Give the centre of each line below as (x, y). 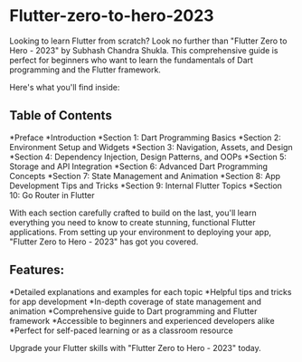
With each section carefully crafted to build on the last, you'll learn (133, 213)
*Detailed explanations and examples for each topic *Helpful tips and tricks (151, 291)
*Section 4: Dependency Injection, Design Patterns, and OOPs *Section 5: (148, 157)
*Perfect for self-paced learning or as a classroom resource (121, 330)
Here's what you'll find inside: (65, 87)
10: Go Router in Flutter (52, 195)
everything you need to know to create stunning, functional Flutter (132, 222)
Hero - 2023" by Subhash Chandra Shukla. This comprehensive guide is (144, 50)
